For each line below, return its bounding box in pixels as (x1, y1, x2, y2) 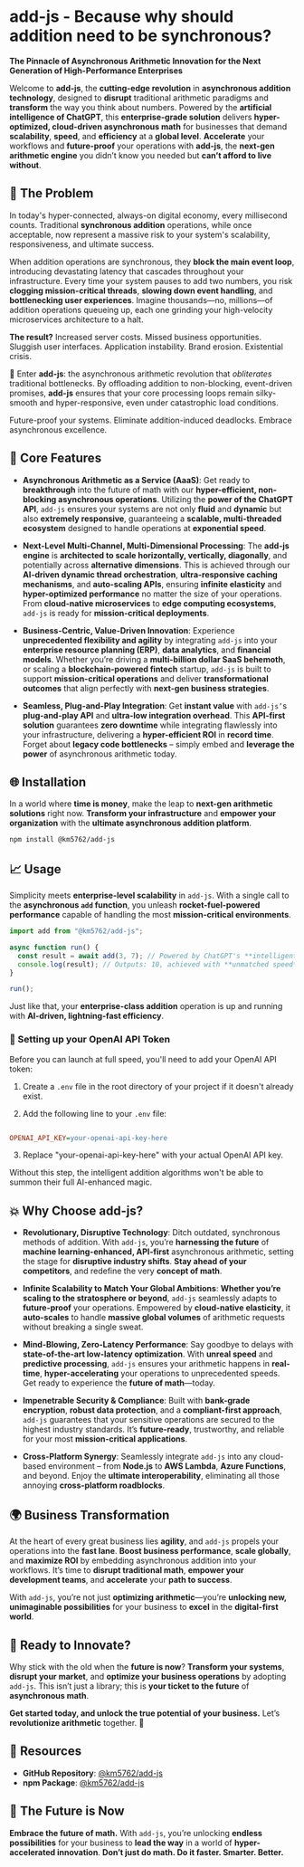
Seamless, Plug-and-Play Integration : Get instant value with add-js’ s (22, 700, 288, 711)
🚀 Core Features (9, 451, 102, 466)
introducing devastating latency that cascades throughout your (9, 265, 244, 277)
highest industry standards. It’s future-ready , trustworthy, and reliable (22, 1424, 285, 1435)
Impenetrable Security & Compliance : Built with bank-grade (22, 1395, 251, 1406)
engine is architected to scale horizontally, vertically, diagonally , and (22, 549, 288, 560)
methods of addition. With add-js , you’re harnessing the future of (22, 1237, 270, 1248)
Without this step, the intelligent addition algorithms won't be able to (9, 1167, 264, 1178)
